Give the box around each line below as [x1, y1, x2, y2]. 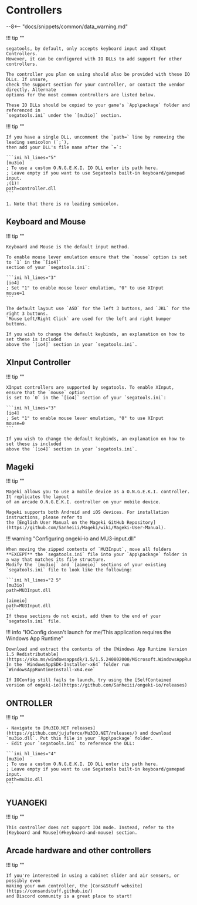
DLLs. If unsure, [6, 76, 49, 82]
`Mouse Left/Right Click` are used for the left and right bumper [6, 315, 172, 322]
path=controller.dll [6, 186, 57, 191]
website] [121, 883, 143, 889]
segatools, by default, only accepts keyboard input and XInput [6, 45, 167, 52]
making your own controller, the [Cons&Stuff [6, 883, 119, 889]
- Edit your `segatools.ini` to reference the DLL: [6, 741, 135, 746]
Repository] [127, 520, 157, 526]
